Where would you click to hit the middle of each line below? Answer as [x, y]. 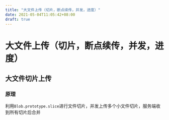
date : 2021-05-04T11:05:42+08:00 [40, 15]
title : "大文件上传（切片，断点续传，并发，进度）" [53, 10]
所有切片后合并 [25, 112]
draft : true [18, 19]
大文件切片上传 [28, 78]
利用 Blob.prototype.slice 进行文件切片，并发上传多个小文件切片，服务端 [81, 106]
